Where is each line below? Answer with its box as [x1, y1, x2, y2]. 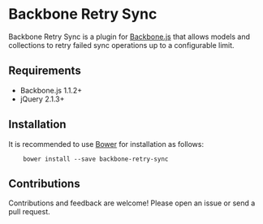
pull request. [8, 207, 50, 217]
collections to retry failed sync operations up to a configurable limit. [8, 40, 235, 50]
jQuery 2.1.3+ [19, 94, 65, 104]
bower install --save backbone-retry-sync [23, 155, 169, 163]
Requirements [8, 64, 81, 78]
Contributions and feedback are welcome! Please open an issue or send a [8, 198, 256, 208]
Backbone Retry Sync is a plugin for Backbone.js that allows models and [8, 32, 250, 41]
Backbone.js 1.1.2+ [19, 85, 83, 95]
